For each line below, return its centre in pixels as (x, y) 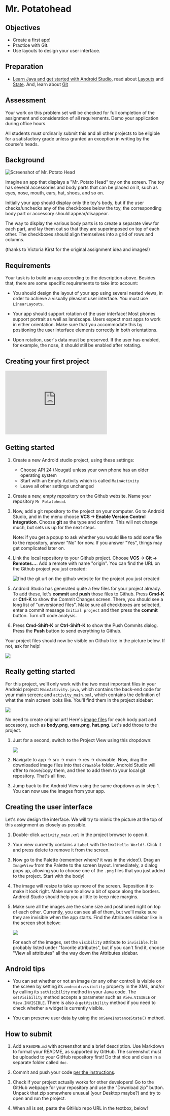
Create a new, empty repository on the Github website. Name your (82, 496)
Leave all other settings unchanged (57, 486)
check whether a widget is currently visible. (58, 1008)
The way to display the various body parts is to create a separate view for (82, 223)
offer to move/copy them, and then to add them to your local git (79, 770)
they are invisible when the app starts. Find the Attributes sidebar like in (87, 917)
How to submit (29, 1034)
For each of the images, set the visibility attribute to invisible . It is (85, 942)
